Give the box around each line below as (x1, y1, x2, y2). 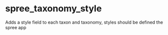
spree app (5, 24, 27, 30)
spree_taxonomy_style (5, 3, 102, 14)
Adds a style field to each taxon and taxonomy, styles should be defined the (5, 19, 163, 25)
